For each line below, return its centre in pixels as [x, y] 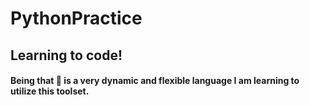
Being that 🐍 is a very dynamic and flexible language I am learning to [155, 81]
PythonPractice [76, 18]
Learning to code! [66, 55]
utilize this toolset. [50, 91]
